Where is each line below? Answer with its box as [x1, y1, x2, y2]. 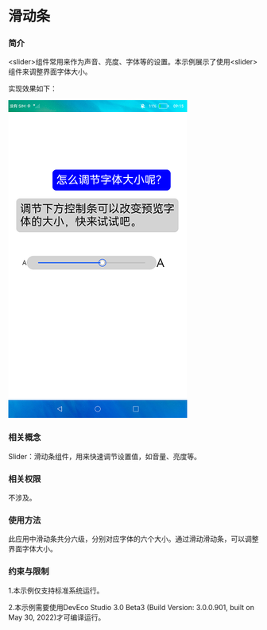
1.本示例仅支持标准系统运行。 [8, 586, 104, 595]
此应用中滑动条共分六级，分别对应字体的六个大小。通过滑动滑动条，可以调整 [8, 534, 259, 544]
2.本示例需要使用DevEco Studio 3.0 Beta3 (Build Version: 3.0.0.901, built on [8, 602, 254, 612]
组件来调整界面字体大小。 [8, 67, 92, 76]
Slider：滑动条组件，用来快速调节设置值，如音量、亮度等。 [8, 451, 201, 461]
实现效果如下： [8, 84, 57, 94]
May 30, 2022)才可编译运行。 [8, 613, 106, 622]
